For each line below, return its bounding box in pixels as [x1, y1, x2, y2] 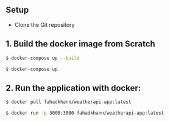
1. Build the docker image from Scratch [5, 39, 156, 49]
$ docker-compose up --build [5, 55, 80, 61]
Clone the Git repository [14, 21, 75, 28]
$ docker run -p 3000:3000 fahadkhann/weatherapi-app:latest [5, 110, 165, 117]
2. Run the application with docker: [5, 82, 141, 93]
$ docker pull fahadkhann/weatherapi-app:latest [5, 99, 132, 106]
